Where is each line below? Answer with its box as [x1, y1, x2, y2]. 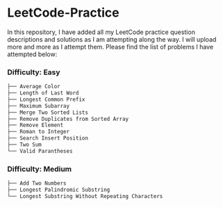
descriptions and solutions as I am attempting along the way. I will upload [7, 35, 217, 43]
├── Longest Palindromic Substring [7, 186, 110, 194]
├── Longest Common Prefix [7, 96, 85, 103]
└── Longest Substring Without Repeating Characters [7, 192, 163, 199]
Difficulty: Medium [7, 164, 72, 174]
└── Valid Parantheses [7, 147, 73, 154]
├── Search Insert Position [7, 135, 89, 142]
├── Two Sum [7, 141, 42, 149]
